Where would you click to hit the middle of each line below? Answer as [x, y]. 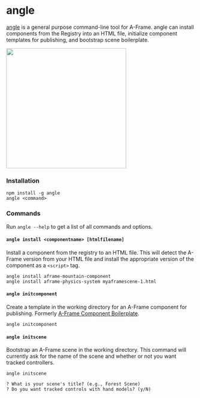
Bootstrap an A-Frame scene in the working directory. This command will [96, 350]
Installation [23, 181]
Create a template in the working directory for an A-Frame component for [97, 307]
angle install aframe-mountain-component [59, 276]
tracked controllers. [31, 363]
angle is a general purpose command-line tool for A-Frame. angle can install [100, 27]
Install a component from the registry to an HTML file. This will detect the [96, 252]
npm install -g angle [33, 193]
